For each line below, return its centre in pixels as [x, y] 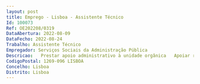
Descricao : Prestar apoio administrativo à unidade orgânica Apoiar [98, 56]
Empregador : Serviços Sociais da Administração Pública [77, 50]
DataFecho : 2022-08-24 [34, 39]
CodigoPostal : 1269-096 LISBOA [45, 61]
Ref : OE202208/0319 [30, 28]
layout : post [22, 12]
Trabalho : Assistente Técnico [44, 45]
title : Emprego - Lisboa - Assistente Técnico [65, 17]
